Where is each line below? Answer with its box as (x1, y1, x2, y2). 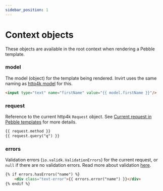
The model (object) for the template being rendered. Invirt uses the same (5, 75, 157, 81)
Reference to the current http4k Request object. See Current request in (5, 114, 152, 120)
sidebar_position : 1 (5, 7, 49, 13)
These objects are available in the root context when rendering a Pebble (5, 46, 155, 52)
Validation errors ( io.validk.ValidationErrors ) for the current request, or (5, 157, 158, 163)
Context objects (5, 29, 74, 40)
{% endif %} (5, 181, 30, 186)
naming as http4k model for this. (5, 80, 73, 86)
